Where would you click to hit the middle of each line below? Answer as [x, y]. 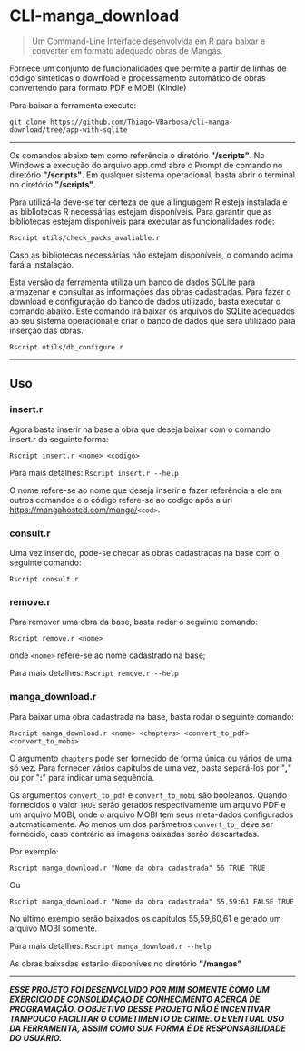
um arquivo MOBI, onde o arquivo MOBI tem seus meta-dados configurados [152, 814]
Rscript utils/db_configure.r [67, 347]
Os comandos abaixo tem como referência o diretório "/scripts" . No [137, 155]
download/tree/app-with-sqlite [69, 130]
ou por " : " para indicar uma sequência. [82, 777]
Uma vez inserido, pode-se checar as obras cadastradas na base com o [144, 552]
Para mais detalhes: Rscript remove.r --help [94, 673]
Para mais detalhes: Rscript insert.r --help [94, 472]
